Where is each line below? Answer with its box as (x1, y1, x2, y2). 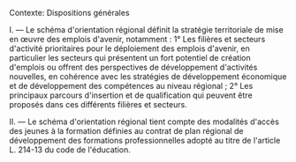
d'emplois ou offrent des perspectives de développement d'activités (9, 62, 258, 72)
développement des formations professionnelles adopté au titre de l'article (9, 136, 281, 145)
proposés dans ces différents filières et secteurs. (9, 99, 187, 109)
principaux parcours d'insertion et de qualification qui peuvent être (9, 90, 254, 100)
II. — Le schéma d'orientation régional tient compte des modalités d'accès (9, 116, 280, 127)
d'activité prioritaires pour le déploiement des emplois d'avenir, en (9, 43, 250, 54)
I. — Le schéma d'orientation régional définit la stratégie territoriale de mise (9, 25, 285, 34)
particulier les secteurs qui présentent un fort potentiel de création (9, 53, 252, 63)
